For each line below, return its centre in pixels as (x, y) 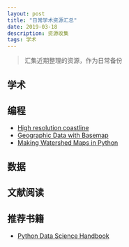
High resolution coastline (53, 128)
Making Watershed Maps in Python (68, 143)
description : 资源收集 (38, 33)
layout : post (26, 14)
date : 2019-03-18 (32, 27)
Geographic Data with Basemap (63, 135)
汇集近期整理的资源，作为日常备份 (73, 61)
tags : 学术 (22, 40)
